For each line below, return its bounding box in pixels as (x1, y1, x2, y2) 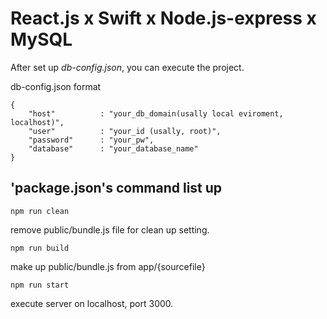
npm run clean (10, 206, 70, 216)
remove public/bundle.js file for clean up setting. (10, 223, 210, 236)
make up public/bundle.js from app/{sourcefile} (10, 260, 206, 272)
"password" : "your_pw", (28, 135, 155, 145)
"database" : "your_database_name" (28, 143, 199, 154)
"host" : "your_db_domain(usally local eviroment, (28, 108, 284, 119)
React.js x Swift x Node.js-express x (10, 7, 317, 30)
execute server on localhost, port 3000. (10, 297, 174, 309)
